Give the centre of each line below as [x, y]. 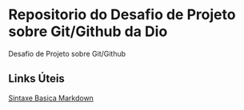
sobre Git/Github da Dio [88, 31]
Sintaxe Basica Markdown [51, 98]
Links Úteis [37, 79]
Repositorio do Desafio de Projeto [122, 15]
